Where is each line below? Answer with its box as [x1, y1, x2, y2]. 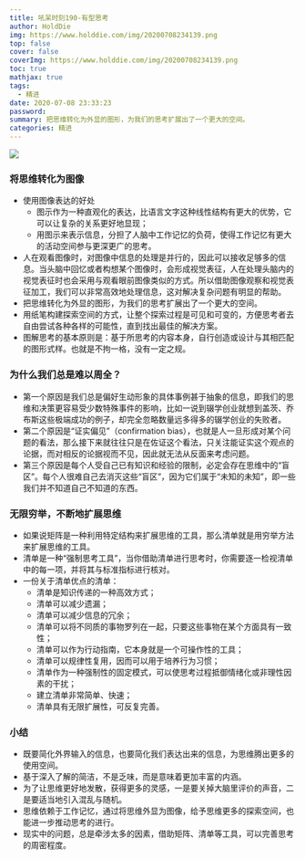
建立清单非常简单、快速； [36, 689, 133, 700]
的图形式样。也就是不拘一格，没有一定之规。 [22, 343, 191, 354]
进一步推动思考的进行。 [30, 817, 119, 828]
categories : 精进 [9, 124, 73, 133]
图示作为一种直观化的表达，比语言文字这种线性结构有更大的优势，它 [36, 206, 292, 217]
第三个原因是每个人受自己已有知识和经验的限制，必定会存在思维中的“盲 [22, 459, 290, 470]
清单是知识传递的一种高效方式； [36, 586, 157, 598]
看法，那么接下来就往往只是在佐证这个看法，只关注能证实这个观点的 [38, 436, 294, 447]
